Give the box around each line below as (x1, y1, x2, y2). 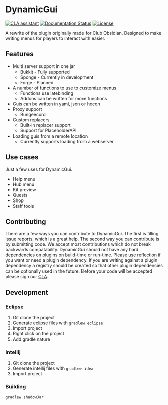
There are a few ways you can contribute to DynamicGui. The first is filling (5, 231, 159, 237)
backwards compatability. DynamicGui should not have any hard (5, 247, 139, 253)
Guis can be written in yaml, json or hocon (12, 101, 100, 107)
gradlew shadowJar (5, 394, 44, 400)
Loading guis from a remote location (12, 132, 88, 139)
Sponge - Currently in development (20, 74, 94, 80)
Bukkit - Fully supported (20, 69, 70, 75)
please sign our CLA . (5, 274, 49, 280)
